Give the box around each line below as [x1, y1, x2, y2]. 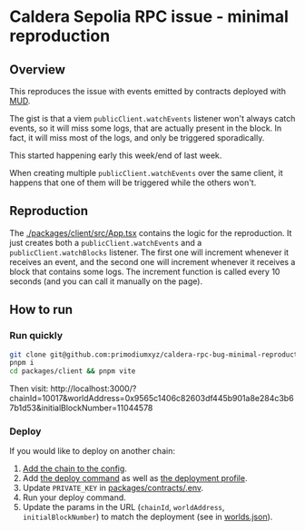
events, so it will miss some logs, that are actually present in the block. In [9, 123, 282, 133]
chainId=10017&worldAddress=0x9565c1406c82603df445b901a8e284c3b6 [9, 393, 294, 404]
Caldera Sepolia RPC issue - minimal [9, 6, 289, 27]
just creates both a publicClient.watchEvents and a [9, 237, 202, 248]
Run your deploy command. [22, 492, 127, 503]
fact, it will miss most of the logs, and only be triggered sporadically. [9, 133, 265, 143]
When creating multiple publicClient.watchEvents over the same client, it [9, 168, 283, 178]
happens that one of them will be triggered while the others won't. [9, 177, 257, 188]
